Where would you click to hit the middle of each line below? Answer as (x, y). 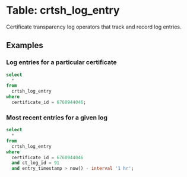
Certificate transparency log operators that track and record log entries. (94, 27)
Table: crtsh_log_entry (63, 10)
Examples (25, 45)
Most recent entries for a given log (57, 118)
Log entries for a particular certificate (61, 62)
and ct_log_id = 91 (36, 163)
